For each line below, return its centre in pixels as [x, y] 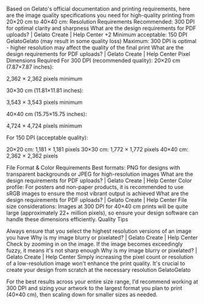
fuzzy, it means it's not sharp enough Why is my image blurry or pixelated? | [102, 250]
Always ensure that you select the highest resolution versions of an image [99, 231]
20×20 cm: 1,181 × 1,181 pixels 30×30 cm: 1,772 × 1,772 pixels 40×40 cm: [97, 149]
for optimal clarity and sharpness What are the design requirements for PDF [101, 28]
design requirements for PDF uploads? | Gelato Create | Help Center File [97, 200]
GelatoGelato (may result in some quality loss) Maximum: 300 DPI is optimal [101, 41]
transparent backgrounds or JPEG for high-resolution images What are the [100, 174]
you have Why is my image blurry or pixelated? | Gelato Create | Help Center [102, 237]
